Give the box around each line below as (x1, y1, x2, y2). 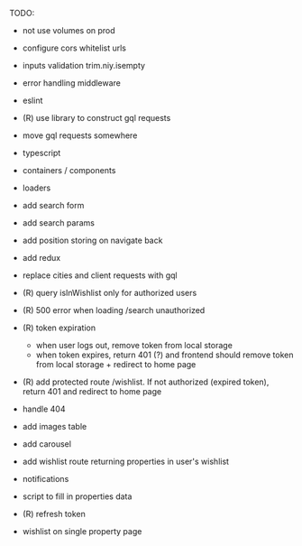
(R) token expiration (22, 322, 96, 333)
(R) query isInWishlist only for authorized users (22, 288, 197, 298)
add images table (22, 421, 87, 431)
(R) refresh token (22, 509, 86, 519)
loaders (22, 182, 51, 193)
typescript (22, 148, 61, 158)
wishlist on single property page (22, 526, 142, 536)
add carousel (22, 439, 72, 449)
